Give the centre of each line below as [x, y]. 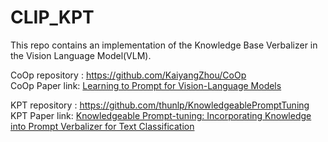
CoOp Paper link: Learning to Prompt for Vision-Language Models [146, 85]
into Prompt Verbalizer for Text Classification [102, 126]
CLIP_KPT [52, 17]
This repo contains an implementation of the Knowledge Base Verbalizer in [164, 45]
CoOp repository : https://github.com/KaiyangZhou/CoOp [128, 75]
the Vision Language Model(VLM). [81, 55]
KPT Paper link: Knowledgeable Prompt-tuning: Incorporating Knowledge [161, 115]
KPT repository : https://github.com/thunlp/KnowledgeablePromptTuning [160, 105]
